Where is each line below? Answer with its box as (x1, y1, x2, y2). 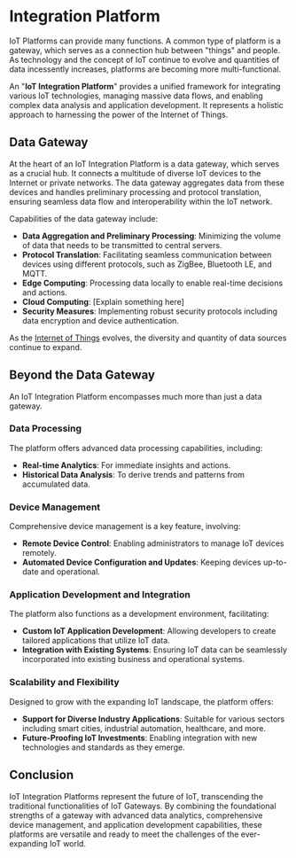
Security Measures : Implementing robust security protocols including (21, 306, 277, 316)
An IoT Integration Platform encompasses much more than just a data (9, 391, 262, 402)
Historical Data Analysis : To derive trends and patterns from (21, 469, 245, 480)
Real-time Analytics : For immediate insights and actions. (21, 459, 231, 471)
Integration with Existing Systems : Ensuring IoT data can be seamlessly (21, 644, 288, 655)
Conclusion (9, 768, 74, 783)
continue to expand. (9, 341, 82, 352)
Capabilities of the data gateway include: (9, 213, 159, 223)
